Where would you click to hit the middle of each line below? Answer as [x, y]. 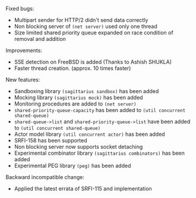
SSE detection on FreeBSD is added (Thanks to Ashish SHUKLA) [93, 62]
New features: [23, 80]
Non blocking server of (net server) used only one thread [86, 26]
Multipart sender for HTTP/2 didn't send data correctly [81, 20]
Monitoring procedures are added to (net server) [75, 104]
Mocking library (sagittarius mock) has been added [78, 98]
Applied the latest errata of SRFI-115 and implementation [83, 189]
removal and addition [40, 39]
